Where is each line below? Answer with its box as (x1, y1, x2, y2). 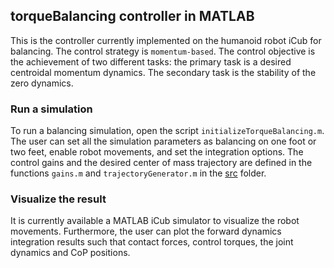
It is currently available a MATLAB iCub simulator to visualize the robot (10, 215, 300, 227)
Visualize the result (10, 192, 107, 206)
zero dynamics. (10, 77, 74, 89)
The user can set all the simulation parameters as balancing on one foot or (10, 135, 317, 148)
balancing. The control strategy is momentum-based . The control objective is (10, 45, 316, 57)
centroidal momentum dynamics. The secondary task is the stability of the (10, 66, 317, 78)
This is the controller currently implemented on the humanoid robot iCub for (10, 34, 322, 46)
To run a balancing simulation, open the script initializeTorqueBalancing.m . (10, 125, 325, 137)
